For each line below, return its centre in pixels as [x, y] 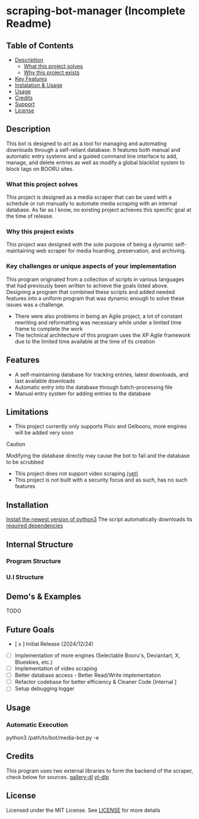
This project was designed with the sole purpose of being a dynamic [90, 245]
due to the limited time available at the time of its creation [85, 341]
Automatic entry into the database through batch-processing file [94, 387]
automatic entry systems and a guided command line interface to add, [92, 156]
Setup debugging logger [45, 689]
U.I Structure [25, 577]
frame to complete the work [49, 329]
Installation [27, 505]
